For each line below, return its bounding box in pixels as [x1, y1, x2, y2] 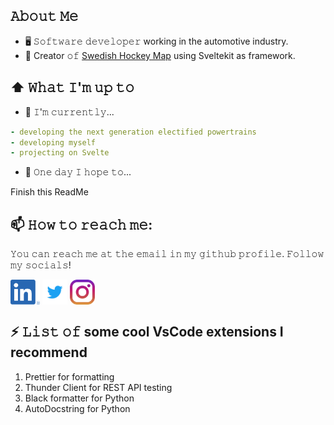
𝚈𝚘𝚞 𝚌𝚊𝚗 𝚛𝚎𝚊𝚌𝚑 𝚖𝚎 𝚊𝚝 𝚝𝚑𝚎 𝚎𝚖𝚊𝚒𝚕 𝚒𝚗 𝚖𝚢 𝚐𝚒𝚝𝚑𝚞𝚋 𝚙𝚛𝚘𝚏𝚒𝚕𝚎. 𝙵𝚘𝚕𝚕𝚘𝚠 [10, 248, 325, 260]
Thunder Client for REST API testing [24, 381, 173, 393]
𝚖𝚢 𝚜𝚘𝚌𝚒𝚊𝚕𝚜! [10, 259, 72, 271]
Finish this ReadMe [10, 186, 89, 198]
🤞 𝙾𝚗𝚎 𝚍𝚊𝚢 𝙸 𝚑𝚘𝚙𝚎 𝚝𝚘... [24, 166, 132, 178]
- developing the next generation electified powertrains [10, 127, 257, 137]
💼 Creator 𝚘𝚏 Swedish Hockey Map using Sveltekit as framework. [24, 49, 296, 61]
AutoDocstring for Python [24, 402, 131, 414]
